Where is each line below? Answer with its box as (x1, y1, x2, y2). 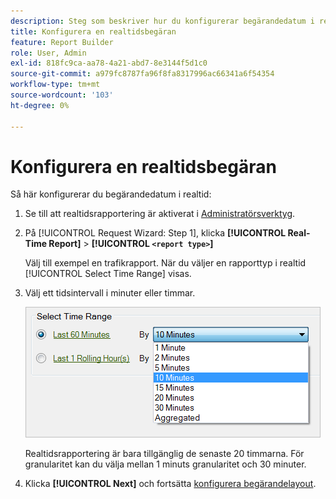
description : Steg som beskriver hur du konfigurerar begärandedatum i (10, 16, 315, 26)
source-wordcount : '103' (10, 90, 114, 100)
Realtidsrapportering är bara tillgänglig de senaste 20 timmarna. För (24, 448, 305, 460)
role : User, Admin (10, 48, 87, 58)
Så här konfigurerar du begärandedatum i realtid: (10, 188, 212, 200)
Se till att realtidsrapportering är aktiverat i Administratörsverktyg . (24, 208, 296, 220)
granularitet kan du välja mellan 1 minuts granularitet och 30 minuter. (24, 458, 307, 470)
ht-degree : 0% (10, 100, 70, 110)
